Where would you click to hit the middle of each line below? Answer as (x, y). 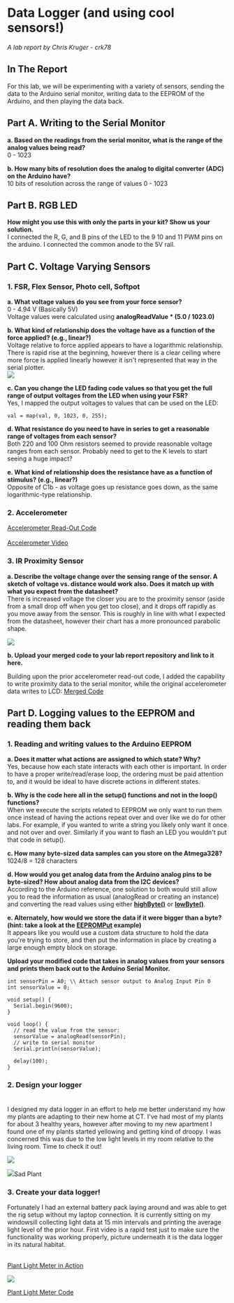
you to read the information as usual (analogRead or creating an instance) (113, 897)
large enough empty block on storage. (62, 948)
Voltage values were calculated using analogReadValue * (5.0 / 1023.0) (111, 317)
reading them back (49, 724)
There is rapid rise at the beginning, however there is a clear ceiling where (114, 353)
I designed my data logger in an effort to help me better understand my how (116, 1109)
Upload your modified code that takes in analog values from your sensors (116, 961)
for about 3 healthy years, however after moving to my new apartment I (110, 1124)
